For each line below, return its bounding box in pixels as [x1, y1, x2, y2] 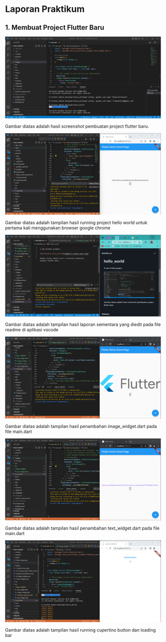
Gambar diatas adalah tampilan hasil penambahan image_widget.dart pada [5, 423, 157, 429]
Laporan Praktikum [5, 3, 85, 15]
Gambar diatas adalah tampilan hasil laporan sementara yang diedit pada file [5, 321, 161, 327]
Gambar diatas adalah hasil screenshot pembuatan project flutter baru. [5, 123, 149, 129]
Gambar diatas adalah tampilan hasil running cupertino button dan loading [5, 627, 156, 633]
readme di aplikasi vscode [5, 326, 58, 332]
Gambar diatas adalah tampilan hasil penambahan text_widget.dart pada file [5, 525, 160, 531]
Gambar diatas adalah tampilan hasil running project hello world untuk [5, 219, 148, 225]
